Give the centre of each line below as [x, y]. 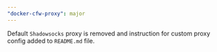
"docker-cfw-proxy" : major [46, 14]
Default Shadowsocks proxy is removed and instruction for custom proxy [109, 33]
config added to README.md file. [51, 41]
